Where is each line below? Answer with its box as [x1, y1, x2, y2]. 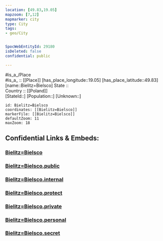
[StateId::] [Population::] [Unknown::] [5, 93, 81, 99]
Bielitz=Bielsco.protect [5, 189, 63, 196]
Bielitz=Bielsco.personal [5, 216, 67, 223]
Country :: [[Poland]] [5, 87, 48, 93]
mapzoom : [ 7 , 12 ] [5, 12, 39, 17]
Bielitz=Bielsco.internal [5, 176, 64, 183]
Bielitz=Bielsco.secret [5, 229, 60, 236]
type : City [5, 21, 28, 27]
